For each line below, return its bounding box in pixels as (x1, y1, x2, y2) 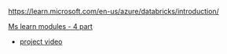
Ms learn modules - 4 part (8, 22, 93, 31)
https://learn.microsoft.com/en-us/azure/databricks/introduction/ (8, 7, 220, 16)
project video (19, 37, 63, 46)
